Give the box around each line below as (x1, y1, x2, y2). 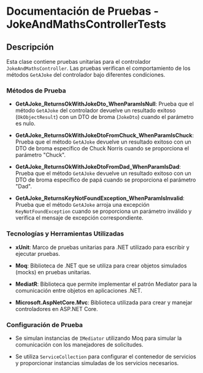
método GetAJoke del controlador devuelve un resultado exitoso (15, 107, 176, 114)
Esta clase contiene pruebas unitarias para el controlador (6, 58, 151, 65)
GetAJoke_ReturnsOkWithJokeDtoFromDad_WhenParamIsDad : (15, 163, 181, 171)
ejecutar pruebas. (15, 250, 60, 257)
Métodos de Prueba (6, 86, 66, 94)
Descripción (6, 42, 54, 52)
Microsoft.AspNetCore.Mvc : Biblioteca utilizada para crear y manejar (15, 299, 193, 306)
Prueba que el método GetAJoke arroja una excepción (15, 201, 150, 209)
